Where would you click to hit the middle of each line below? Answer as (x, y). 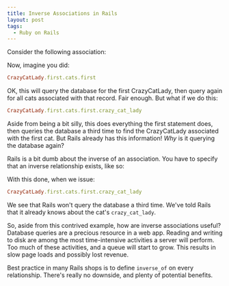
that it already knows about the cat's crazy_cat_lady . (81, 212)
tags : (15, 26)
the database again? (36, 145)
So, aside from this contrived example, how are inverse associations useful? (114, 225)
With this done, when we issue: (51, 179)
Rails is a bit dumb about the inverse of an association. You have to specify (112, 159)
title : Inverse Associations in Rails (62, 13)
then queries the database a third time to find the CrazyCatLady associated (113, 131)
